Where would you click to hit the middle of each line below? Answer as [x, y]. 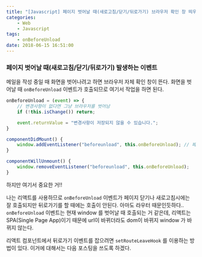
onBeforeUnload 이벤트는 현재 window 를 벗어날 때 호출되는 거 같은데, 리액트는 [99, 212]
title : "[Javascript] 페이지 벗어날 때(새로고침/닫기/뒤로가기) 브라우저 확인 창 [96, 12]
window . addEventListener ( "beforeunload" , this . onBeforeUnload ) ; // [103, 145]
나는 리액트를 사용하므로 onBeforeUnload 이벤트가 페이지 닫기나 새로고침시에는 [98, 197]
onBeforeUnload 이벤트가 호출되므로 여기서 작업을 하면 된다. [94, 89]
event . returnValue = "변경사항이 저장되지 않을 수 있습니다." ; [88, 123]
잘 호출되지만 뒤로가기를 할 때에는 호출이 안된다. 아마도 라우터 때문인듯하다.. [95, 205]
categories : [21, 17]
